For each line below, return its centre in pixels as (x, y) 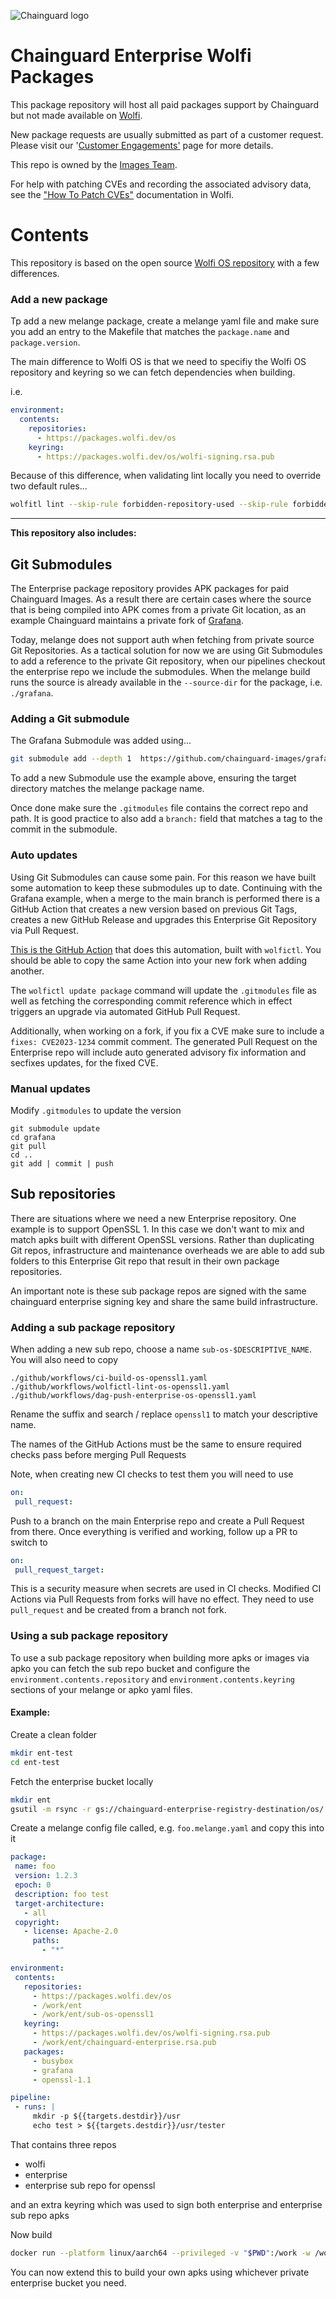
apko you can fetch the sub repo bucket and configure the (130, 1668)
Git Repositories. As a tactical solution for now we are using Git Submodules (166, 651)
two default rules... (49, 486)
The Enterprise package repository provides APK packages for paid (150, 589)
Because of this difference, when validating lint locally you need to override (166, 476)
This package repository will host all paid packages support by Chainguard (164, 104)
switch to (29, 1542)
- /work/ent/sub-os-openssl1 (93, 2015)
